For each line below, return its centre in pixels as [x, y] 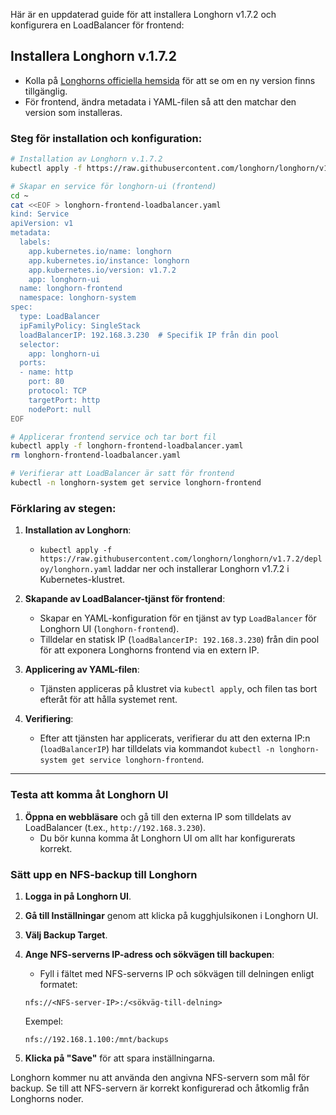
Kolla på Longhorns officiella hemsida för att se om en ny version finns [170, 80]
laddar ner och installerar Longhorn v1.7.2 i [202, 569]
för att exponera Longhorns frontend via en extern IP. [149, 650]
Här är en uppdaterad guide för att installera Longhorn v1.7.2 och [143, 14]
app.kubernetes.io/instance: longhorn [109, 260]
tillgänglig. [46, 91]
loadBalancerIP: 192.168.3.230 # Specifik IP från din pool [149, 335]
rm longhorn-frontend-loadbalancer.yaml [96, 455]
